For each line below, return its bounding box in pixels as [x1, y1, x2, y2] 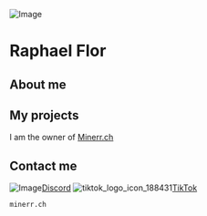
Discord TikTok [41, 182, 198, 193]
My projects [9, 108, 79, 123]
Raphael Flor [9, 41, 107, 61]
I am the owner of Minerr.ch [9, 132, 114, 143]
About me [9, 77, 67, 92]
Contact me [9, 158, 78, 173]
